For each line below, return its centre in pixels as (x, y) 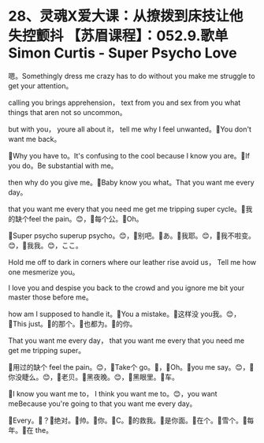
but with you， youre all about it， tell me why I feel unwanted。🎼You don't (130, 129)
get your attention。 (41, 86)
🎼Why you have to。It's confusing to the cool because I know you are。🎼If (129, 155)
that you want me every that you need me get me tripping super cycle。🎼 (127, 209)
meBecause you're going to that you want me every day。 (102, 404)
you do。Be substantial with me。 (63, 166)
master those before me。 (50, 297)
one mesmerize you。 (44, 272)
